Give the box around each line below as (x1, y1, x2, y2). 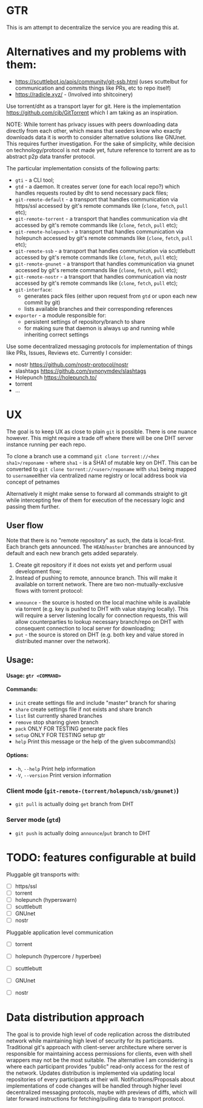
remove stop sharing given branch (15, 718, 99, 726)
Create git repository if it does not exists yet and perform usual (15, 561, 172, 569)
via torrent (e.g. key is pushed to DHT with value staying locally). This (15, 605, 189, 612)
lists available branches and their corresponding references (24, 305, 173, 312)
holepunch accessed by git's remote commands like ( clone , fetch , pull (15, 234, 193, 241)
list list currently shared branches (15, 712, 103, 719)
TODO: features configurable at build (6, 850, 196, 864)
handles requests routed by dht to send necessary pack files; (15, 189, 168, 196)
